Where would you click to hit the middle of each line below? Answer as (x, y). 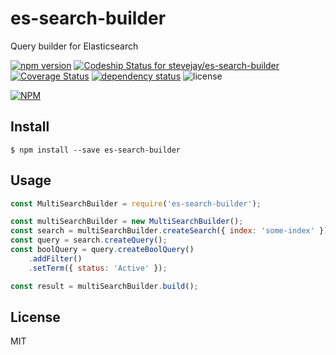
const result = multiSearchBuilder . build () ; (104, 286)
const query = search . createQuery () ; (89, 240)
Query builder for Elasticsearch (74, 46)
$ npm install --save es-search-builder (96, 150)
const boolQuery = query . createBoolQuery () (102, 250)
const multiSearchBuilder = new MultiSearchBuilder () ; (127, 222)
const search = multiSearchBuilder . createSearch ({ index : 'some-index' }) (169, 231)
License (35, 317)
